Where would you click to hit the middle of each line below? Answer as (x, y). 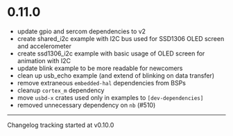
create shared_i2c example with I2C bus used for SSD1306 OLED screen (121, 38)
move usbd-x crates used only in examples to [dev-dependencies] (110, 97)
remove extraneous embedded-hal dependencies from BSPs (101, 83)
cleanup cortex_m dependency (61, 90)
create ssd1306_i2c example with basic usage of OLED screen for (111, 53)
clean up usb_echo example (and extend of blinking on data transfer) (116, 75)
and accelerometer (44, 46)
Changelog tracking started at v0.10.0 (61, 125)
